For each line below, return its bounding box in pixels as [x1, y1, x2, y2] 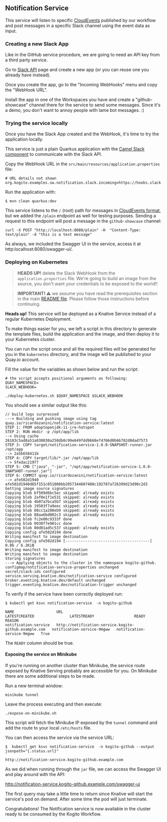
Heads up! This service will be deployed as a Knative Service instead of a [5, 311, 156, 317]
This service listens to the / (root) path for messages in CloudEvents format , [5, 207, 162, 214]
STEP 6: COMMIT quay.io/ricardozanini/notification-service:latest [5, 473, 148, 478]
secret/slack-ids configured [5, 569, 66, 574]
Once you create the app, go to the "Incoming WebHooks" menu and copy [5, 82, 158, 88]
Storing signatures [5, 556, 46, 561]
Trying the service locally [5, 120, 68, 127]
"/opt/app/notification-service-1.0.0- [69, 464, 153, 469]
